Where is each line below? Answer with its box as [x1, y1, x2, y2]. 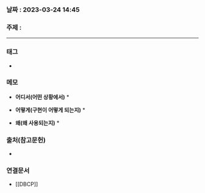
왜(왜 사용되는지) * [15, 119, 60, 126]
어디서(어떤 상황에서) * [15, 93, 70, 100]
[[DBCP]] [15, 181, 38, 188]
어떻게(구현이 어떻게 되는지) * [15, 106, 85, 113]
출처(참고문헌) [6, 136, 46, 144]
